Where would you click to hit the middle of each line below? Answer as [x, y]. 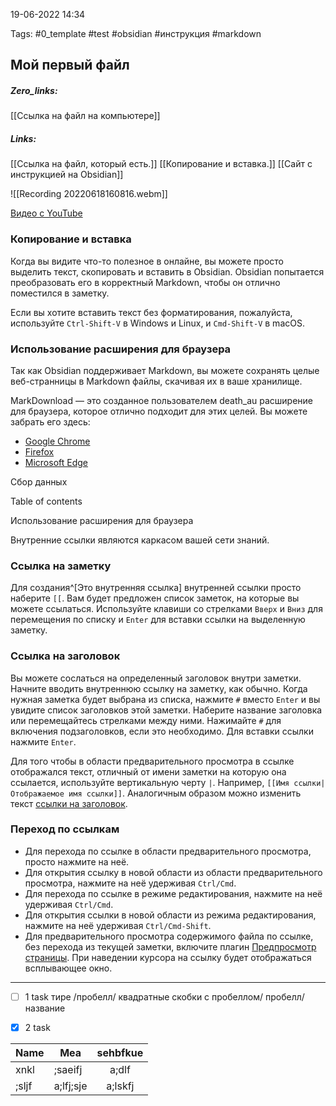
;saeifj [68, 1069]
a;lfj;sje [70, 1086]
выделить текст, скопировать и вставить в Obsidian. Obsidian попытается [167, 271]
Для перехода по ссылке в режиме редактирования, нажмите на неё [173, 893]
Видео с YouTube [46, 213]
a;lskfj [120, 1086]
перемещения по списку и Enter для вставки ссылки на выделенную [158, 620]
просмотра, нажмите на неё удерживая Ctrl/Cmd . [130, 883]
